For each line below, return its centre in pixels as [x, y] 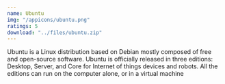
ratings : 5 [23, 26]
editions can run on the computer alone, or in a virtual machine [96, 74]
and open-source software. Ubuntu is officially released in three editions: [110, 59]
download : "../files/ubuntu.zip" [55, 32]
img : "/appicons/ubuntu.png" [49, 20]
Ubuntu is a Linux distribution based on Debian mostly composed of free [109, 52]
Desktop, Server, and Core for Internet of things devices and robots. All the [112, 66]
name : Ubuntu [26, 13]
